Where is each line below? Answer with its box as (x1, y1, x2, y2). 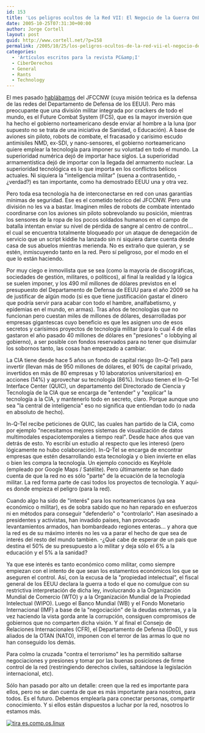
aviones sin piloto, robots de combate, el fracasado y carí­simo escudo (6, 133, 183, 140)
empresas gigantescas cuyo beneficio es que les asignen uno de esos (6, 319, 183, 326)
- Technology (12, 77, 45, 83)
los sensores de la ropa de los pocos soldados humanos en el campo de (6, 216, 188, 224)
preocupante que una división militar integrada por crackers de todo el (6, 107, 184, 114)
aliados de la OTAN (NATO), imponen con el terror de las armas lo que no (6, 632, 190, 640)
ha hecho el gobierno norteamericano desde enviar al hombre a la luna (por (6, 120, 196, 127)
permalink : (6, 43, 34, 49)
